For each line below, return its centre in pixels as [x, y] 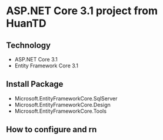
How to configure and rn [51, 130]
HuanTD [26, 23]
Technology [29, 45]
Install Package [35, 84]
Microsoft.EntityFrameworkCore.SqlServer [66, 98]
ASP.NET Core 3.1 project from [82, 11]
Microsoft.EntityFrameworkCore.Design [62, 105]
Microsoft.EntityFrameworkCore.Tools [61, 111]
